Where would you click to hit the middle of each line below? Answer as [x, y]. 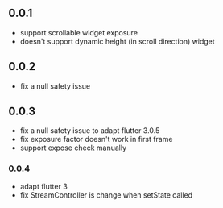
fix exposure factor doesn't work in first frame [96, 139]
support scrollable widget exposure [79, 32]
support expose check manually [73, 148]
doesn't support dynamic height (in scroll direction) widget [117, 41]
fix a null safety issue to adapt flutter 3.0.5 [90, 131]
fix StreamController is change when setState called [106, 195]
